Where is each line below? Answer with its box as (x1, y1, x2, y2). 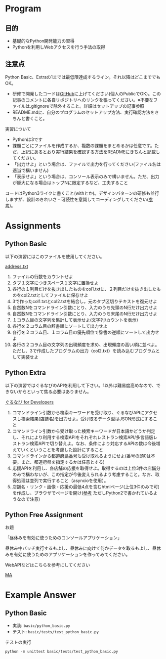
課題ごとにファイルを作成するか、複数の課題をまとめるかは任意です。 (12, 142, 155, 148)
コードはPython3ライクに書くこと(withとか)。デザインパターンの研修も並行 (5, 190, 160, 196)
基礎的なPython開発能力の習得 (12, 38, 75, 44)
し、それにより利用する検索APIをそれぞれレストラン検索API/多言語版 (12, 434, 154, 440)
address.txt (5, 263, 29, 269)
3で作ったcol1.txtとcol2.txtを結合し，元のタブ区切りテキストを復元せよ (12, 298, 158, 304)
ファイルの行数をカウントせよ (12, 273, 73, 279)
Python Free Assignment (5, 511, 83, 519)
